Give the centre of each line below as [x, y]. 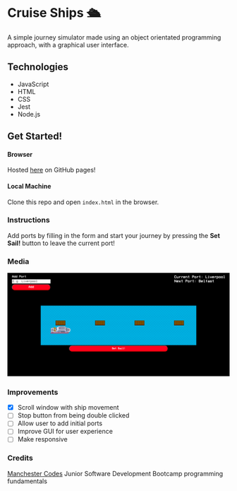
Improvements [33, 392]
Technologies [38, 67]
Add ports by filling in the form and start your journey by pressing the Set [114, 235]
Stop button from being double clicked [73, 415]
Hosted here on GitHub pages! [51, 170]
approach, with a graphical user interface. [68, 45]
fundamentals [28, 481]
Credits [20, 458]
